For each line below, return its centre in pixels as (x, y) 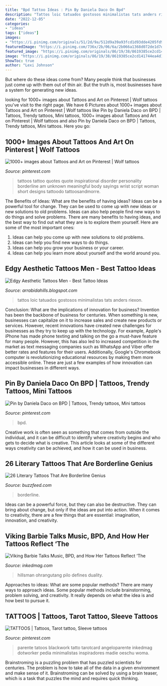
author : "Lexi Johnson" (30, 65)
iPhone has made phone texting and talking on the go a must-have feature (81, 336)
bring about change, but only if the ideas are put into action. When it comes (83, 510)
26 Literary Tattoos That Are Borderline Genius (79, 463)
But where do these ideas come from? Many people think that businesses (80, 80)
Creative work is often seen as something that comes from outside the (77, 432)
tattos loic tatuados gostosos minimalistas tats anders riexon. (80, 300)
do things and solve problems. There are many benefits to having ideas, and (83, 217)
